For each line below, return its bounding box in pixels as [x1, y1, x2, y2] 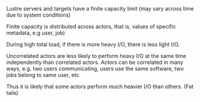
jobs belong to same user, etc [6, 72, 80, 78]
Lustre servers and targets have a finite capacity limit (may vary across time [6, 5, 194, 12]
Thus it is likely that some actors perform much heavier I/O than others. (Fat [6, 83, 194, 90]
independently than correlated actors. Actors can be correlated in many [6, 59, 184, 66]
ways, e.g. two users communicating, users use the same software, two [6, 65, 184, 72]
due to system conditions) [6, 11, 71, 18]
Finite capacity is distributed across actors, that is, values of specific [6, 23, 176, 30]
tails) [6, 89, 19, 96]
